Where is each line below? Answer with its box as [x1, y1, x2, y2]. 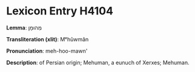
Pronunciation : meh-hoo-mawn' [6, 47, 88, 55]
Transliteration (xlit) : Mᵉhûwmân [6, 35, 89, 43]
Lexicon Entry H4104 [6, 4, 114, 18]
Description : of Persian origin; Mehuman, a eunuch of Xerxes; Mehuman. [6, 59, 190, 66]
